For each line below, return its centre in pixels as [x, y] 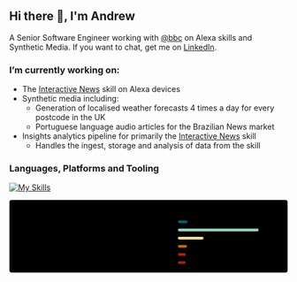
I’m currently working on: [65, 70]
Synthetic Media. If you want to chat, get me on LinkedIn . [113, 47]
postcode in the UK [70, 118]
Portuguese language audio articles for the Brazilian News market [155, 127]
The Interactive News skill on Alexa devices [101, 89]
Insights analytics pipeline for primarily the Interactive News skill [139, 136]
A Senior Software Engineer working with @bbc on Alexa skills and [131, 37]
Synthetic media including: [70, 99]
